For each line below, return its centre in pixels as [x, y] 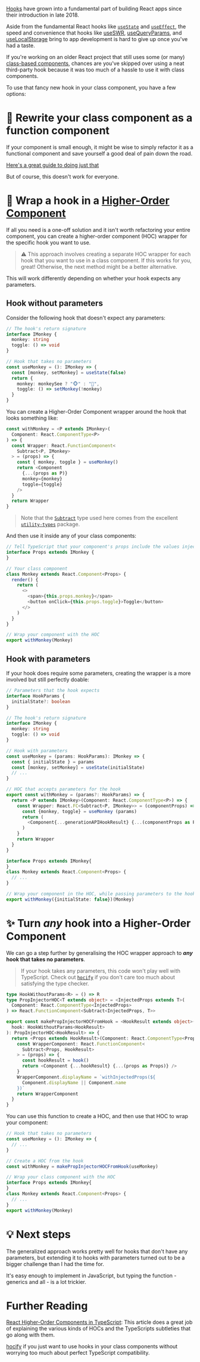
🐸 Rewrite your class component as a [99, 118]
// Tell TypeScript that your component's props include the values [93, 547]
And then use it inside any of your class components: [71, 536]
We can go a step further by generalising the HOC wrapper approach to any [100, 953]
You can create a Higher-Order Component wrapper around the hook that [96, 412]
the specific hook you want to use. [49, 242]
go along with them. [31, 1335]
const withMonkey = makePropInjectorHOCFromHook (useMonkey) [82, 1166]
